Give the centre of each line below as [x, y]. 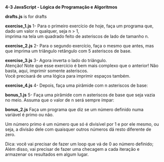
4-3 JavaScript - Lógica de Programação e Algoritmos [61, 7]
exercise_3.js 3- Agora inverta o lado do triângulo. [56, 60]
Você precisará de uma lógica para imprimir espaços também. [68, 76]
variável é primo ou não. [29, 115]
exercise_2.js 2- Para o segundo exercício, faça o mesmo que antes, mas [80, 46]
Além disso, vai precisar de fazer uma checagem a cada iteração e [72, 149]
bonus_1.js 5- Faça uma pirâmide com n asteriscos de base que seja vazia [80, 95]
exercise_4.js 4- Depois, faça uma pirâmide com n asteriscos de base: [77, 85]
